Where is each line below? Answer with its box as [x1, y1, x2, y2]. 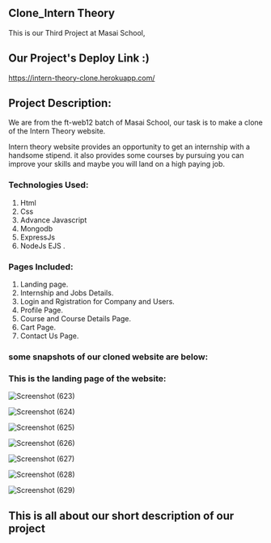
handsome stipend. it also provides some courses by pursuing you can [8, 151, 244, 160]
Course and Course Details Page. [19, 314, 132, 324]
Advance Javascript [19, 214, 87, 225]
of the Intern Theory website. [8, 126, 106, 136]
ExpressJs [19, 232, 55, 242]
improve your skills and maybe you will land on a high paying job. [8, 159, 225, 169]
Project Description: [8, 96, 112, 110]
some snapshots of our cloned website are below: [8, 351, 209, 363]
